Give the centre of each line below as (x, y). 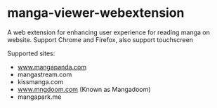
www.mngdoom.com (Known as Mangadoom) (84, 89)
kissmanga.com (40, 81)
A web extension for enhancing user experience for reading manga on (109, 32)
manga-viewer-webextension (96, 13)
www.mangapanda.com (52, 67)
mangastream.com (45, 74)
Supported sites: (31, 53)
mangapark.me (39, 97)
